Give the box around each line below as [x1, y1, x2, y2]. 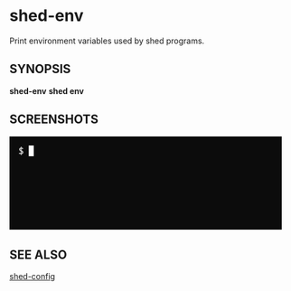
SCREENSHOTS [9, 112, 99, 127]
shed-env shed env [9, 85, 84, 96]
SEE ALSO [9, 247, 68, 262]
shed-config [9, 271, 56, 282]
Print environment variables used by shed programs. [9, 35, 205, 46]
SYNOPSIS [9, 61, 71, 77]
